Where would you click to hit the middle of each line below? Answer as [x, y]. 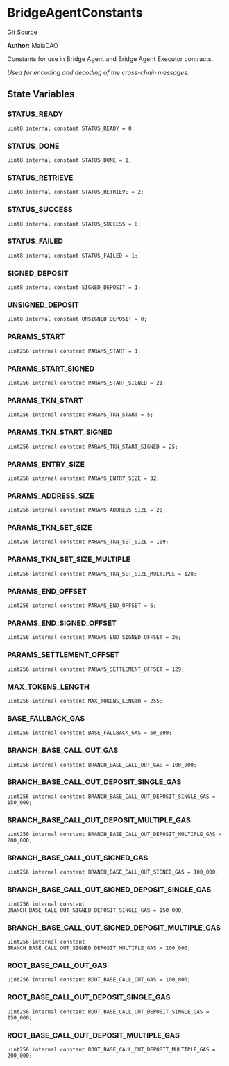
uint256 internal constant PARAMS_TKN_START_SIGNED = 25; [93, 447]
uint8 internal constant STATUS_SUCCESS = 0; [74, 224]
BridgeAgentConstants [75, 13]
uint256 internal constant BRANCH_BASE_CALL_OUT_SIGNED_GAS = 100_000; [113, 872]
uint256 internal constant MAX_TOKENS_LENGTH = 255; [85, 701]
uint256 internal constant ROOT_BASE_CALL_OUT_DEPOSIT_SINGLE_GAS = [108, 1012]
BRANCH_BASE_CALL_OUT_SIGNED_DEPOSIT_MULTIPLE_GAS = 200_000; [99, 948]
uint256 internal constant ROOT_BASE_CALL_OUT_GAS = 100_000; [99, 980]
